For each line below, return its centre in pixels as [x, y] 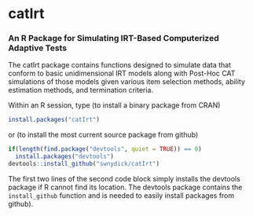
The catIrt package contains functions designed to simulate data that [120, 65]
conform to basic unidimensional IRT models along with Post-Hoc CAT [122, 73]
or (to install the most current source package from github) [103, 135]
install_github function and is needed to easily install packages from [121, 195]
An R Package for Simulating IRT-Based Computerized [114, 38]
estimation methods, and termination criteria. [81, 90]
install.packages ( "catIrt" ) [54, 120]
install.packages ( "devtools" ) [64, 157]
